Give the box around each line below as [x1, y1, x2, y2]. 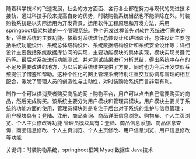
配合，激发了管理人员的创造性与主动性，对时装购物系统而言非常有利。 [6, 78, 175, 84]
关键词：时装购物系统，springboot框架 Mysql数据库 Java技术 [6, 146, 153, 153]
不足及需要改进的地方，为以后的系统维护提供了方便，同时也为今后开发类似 [6, 63, 185, 70]
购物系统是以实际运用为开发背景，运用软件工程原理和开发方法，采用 [6, 20, 170, 26]
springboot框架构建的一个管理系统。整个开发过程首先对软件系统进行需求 [6, 27, 181, 34]
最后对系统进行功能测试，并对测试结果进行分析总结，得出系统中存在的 [21, 56, 190, 63]
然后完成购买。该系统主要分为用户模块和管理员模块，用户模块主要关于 [16, 98, 185, 104]
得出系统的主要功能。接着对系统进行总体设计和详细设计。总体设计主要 [16, 34, 185, 41]
